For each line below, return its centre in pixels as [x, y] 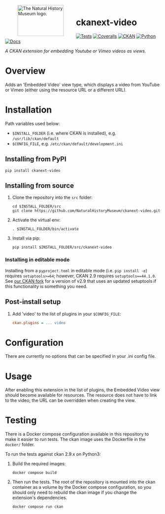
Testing [21, 420]
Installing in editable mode [37, 260]
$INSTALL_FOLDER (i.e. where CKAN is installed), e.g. [64, 133]
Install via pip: [26, 238]
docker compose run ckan [38, 507]
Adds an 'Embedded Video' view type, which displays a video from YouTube [82, 85]
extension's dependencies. [40, 498]
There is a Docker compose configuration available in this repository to [77, 434]
